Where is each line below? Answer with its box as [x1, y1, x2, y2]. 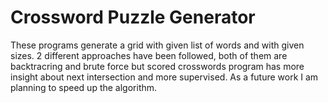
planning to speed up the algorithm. [10, 81, 158, 93]
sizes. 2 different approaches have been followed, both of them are [10, 49, 288, 61]
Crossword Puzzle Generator [10, 6, 256, 29]
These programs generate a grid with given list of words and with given [10, 39, 305, 51]
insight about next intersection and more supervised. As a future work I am [10, 71, 319, 83]
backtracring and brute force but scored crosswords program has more [10, 60, 305, 72]
